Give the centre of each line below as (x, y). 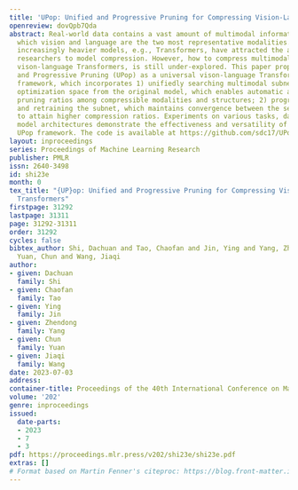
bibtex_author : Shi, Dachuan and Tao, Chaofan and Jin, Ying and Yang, (144, 249)
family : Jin (39, 315)
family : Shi (39, 281)
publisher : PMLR (39, 158)
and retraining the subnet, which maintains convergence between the (148, 108)
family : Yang (41, 331)
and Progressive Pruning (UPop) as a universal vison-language (136, 75)
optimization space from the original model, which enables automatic (150, 91)
